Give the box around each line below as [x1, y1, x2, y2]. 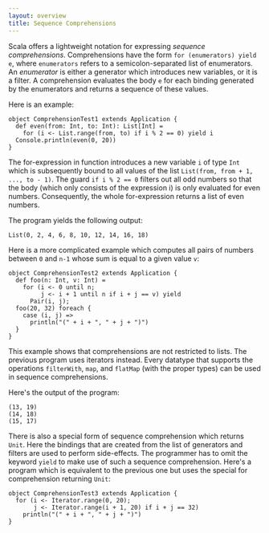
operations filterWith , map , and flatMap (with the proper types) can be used [8, 363, 261, 373]
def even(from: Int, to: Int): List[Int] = [15, 122, 163, 130]
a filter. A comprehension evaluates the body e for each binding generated [8, 75, 255, 85]
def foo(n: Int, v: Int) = [15, 276, 106, 284]
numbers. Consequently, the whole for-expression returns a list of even [8, 191, 245, 201]
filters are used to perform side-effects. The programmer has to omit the [8, 448, 248, 458]
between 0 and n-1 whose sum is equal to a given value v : [8, 254, 200, 263]
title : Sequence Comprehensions [8, 19, 116, 27]
